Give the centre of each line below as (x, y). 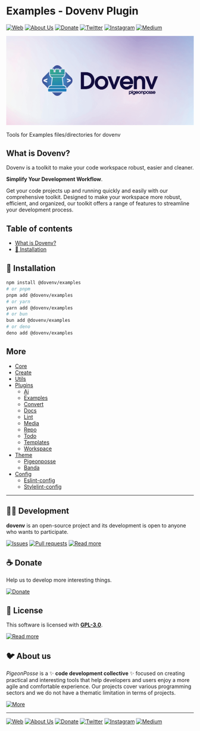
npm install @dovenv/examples (44, 283)
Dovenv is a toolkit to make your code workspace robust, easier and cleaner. (100, 168)
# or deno (18, 327)
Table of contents (39, 228)
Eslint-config (39, 480)
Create (23, 372)
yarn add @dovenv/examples (40, 308)
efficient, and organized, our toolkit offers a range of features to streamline (98, 204)
